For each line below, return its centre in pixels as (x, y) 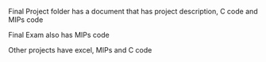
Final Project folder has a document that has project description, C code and (133, 11)
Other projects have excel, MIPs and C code (80, 50)
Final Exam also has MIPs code (59, 35)
